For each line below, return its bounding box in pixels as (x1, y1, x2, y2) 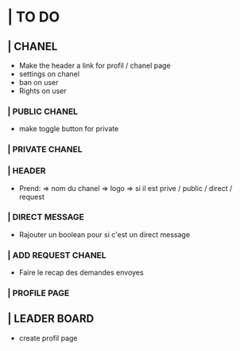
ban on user (18, 78, 59, 87)
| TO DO (7, 8, 60, 26)
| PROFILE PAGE (7, 287, 70, 298)
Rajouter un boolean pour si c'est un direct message (18, 229, 191, 239)
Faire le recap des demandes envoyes (18, 267, 144, 278)
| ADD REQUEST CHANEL (7, 249, 106, 260)
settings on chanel (18, 69, 80, 79)
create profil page (18, 333, 78, 342)
